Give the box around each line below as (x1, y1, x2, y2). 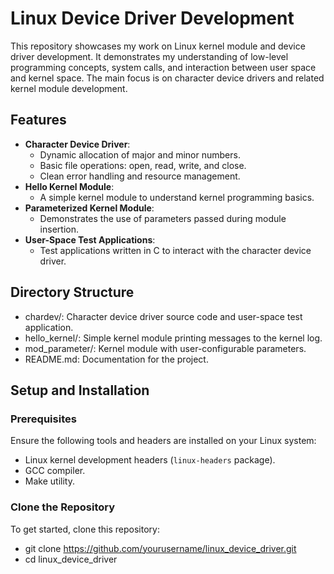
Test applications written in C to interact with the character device (39, 244, 312, 256)
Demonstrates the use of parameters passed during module (39, 212, 287, 224)
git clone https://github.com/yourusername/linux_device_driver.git (24, 542, 297, 554)
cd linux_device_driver (24, 553, 118, 565)
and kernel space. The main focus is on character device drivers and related (10, 72, 325, 84)
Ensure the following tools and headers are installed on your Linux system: (10, 435, 317, 447)
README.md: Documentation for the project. (24, 353, 209, 365)
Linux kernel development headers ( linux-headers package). (24, 454, 276, 466)
